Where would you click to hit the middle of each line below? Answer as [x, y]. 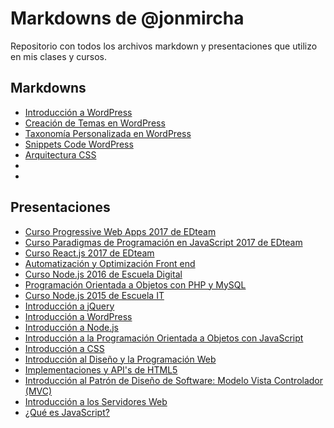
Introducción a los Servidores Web [96, 401]
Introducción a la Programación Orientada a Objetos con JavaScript [164, 338]
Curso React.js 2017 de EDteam [89, 253]
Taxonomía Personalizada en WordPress [108, 133]
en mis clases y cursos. [59, 56]
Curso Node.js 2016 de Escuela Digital [103, 274]
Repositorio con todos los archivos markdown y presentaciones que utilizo [164, 46]
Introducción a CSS [64, 348]
